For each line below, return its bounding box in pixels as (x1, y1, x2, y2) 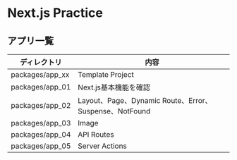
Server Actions (77, 141, 127, 151)
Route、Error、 (162, 96, 213, 105)
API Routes (77, 130, 114, 139)
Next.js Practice (7, 5, 104, 21)
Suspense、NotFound (77, 106, 151, 116)
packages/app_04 (11, 130, 71, 139)
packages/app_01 (11, 82, 71, 92)
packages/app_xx (11, 70, 70, 79)
